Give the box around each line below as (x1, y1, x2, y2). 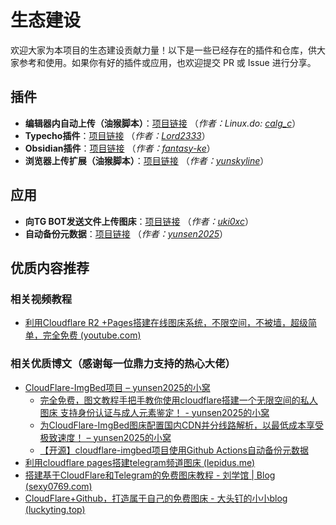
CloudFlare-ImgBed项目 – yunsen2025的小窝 (24, 381, 211, 393)
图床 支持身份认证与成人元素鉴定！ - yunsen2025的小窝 (39, 406, 270, 418)
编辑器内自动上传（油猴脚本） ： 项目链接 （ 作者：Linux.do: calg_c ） (24, 117, 302, 129)
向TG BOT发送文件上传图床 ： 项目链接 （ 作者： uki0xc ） (24, 215, 254, 227)
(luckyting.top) (24, 503, 86, 515)
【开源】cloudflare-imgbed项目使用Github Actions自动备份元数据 (39, 444, 310, 456)
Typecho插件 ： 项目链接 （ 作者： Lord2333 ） (24, 129, 211, 141)
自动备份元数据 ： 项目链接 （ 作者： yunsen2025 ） (24, 227, 229, 240)
